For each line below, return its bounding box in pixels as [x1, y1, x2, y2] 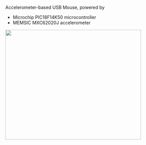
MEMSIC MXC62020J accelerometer [12, 20, 91, 26]
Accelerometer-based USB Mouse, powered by [5, 5, 105, 10]
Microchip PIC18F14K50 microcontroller [12, 14, 96, 20]
